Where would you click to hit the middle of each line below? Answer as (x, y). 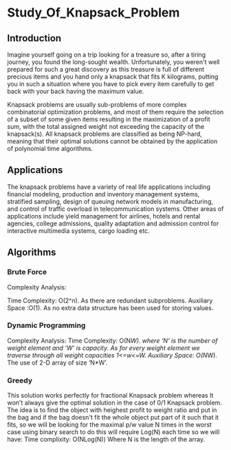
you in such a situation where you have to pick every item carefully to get (111, 84)
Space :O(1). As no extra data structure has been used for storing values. (110, 307)
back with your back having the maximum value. (76, 91)
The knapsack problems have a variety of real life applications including (109, 187)
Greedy (20, 380)
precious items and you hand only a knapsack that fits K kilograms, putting (113, 76)
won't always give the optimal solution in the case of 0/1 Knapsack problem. (114, 403)
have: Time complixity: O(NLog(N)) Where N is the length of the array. (106, 440)
